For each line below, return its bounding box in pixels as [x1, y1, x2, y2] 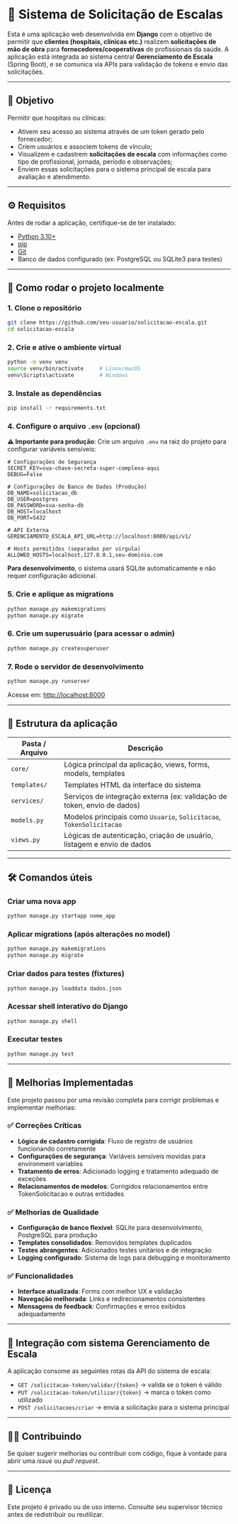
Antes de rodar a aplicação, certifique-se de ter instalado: [7, 218, 176, 227]
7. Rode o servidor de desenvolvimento [7, 662, 144, 672]
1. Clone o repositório [7, 303, 82, 312]
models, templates [63, 768, 125, 778]
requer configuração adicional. [7, 572, 98, 580]
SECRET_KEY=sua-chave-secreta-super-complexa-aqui [7, 465, 160, 472]
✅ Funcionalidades [7, 1271, 74, 1281]
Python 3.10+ [17, 232, 57, 240]
